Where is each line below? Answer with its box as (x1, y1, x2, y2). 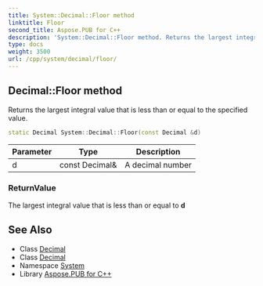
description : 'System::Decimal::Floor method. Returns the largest (8, 33, 233, 42)
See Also (8, 223, 52, 237)
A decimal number (124, 159, 192, 170)
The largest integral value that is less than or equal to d (8, 201, 186, 210)
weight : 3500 (8, 48, 51, 56)
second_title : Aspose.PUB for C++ (8, 26, 121, 34)
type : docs (8, 41, 44, 49)
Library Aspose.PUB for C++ (19, 269, 112, 278)
